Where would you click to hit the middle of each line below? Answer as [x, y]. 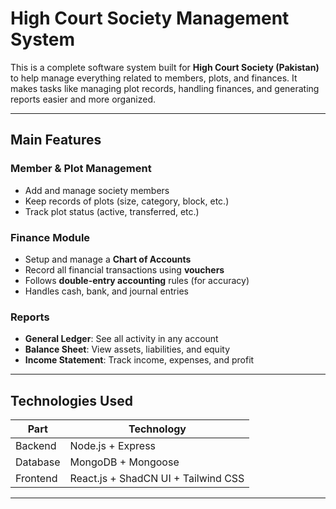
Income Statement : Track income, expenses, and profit [139, 360]
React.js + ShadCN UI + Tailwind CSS [157, 479]
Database [38, 462]
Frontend [36, 479]
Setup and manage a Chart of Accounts [108, 259]
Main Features [56, 140]
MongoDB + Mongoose [124, 462]
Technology [157, 429]
